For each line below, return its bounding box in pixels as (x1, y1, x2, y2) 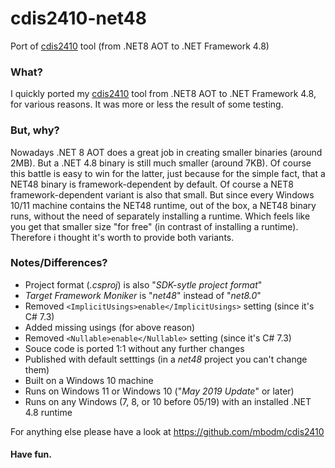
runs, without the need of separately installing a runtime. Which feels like (10, 210, 311, 222)
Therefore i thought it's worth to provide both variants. (10, 231, 235, 243)
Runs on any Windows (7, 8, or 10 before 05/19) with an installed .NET (24, 395, 312, 407)
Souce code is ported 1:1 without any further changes (24, 342, 245, 354)
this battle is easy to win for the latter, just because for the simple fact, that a (10, 167, 326, 179)
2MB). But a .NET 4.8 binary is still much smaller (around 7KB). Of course (10, 157, 312, 169)
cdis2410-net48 (10, 7, 147, 30)
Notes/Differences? (10, 256, 108, 270)
